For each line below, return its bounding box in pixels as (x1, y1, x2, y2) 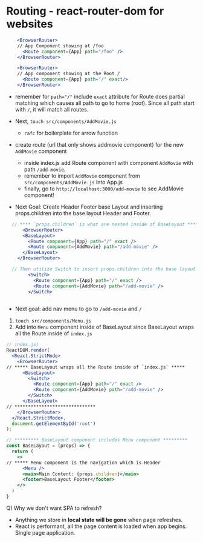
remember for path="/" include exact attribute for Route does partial (14, 93, 185, 100)
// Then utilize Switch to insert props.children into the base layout (11, 266, 196, 272)
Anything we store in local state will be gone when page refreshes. (14, 516, 183, 523)
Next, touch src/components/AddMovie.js (14, 117, 117, 125)
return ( (11, 449, 34, 455)
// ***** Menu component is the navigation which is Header (6, 460, 161, 466)
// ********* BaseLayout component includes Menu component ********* (6, 437, 188, 443)
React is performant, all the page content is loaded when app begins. (14, 523, 187, 530)
